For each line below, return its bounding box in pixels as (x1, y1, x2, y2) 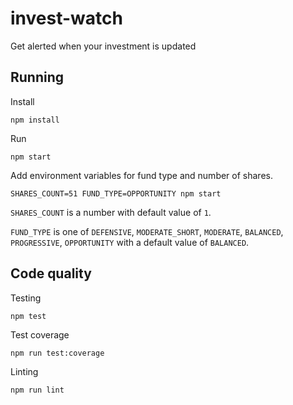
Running (10, 69, 65, 86)
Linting (10, 365, 39, 377)
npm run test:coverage (10, 348, 105, 358)
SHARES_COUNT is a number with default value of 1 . (10, 206, 212, 218)
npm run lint (10, 385, 65, 395)
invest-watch (10, 7, 123, 30)
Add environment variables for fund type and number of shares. (10, 169, 273, 181)
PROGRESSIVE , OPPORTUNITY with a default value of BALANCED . (10, 236, 250, 248)
